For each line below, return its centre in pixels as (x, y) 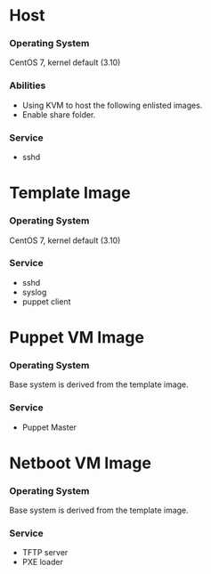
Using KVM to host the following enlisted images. (112, 105)
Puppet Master (49, 427)
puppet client (46, 301)
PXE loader (43, 562)
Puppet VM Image (77, 338)
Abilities (28, 85)
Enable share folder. (59, 114)
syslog (34, 292)
